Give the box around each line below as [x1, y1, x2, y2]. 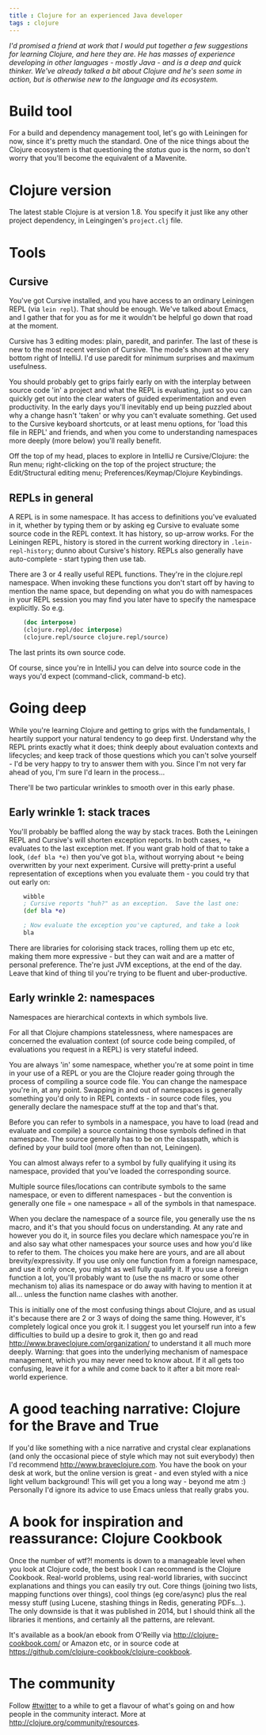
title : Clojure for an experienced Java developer [9, 11, 183, 20]
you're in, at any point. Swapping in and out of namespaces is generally [9, 1085, 242, 1094]
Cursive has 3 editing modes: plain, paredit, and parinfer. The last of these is [9, 337, 258, 346]
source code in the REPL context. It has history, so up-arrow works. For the [9, 529, 254, 538]
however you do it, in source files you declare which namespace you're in [9, 1231, 249, 1240]
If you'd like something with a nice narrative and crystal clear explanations [9, 1443, 252, 1452]
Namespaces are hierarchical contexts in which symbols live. [9, 1012, 208, 1022]
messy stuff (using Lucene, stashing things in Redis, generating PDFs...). [9, 1597, 246, 1608]
